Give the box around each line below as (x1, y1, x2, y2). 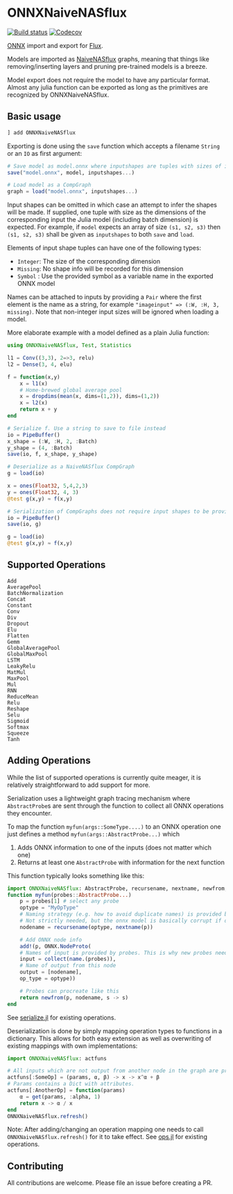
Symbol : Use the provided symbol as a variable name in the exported (17, 272, 214, 280)
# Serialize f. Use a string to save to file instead (7, 424, 166, 432)
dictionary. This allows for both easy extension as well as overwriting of (7, 1034, 212, 1042)
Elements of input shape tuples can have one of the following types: (7, 244, 202, 252)
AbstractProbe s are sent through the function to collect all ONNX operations (7, 802, 224, 810)
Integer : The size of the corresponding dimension (17, 257, 161, 266)
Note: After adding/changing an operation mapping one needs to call (7, 1125, 204, 1133)
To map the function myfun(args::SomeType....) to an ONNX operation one (7, 822, 221, 831)
